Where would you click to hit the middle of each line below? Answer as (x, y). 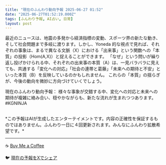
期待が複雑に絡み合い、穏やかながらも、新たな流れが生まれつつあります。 (81, 98)
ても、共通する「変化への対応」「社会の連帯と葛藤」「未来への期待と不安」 (81, 69)
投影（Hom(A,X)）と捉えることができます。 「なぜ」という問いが (85, 57)
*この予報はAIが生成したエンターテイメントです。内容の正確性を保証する (80, 119)
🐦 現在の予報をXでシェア (31, 158)
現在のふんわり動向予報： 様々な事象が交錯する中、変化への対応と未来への (82, 92)
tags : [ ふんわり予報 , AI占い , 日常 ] (39, 19)
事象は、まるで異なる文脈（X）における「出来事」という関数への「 (87, 50)
